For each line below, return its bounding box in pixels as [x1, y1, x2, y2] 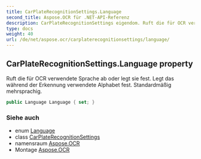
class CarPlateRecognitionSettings [14, 133, 100, 140]
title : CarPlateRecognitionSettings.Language [6, 8, 121, 15]
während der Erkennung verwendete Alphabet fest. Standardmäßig [6, 81, 172, 88]
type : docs [6, 25, 33, 32]
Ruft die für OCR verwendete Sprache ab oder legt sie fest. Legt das [6, 74, 175, 82]
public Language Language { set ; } [6, 99, 95, 105]
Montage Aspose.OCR [14, 146, 70, 153]
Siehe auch [6, 113, 40, 122]
